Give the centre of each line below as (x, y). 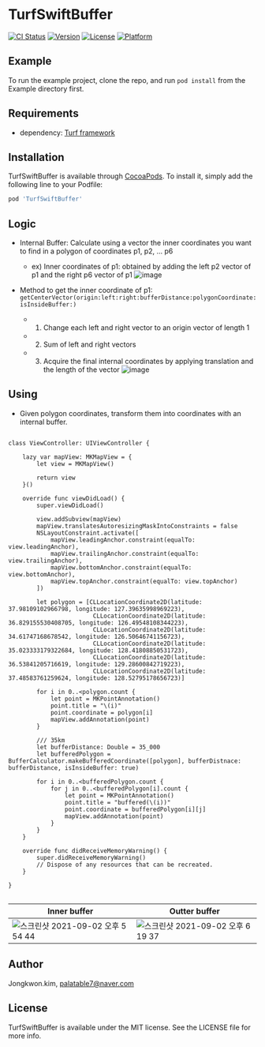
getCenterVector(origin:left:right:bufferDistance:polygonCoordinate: (138, 298)
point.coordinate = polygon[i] (102, 712)
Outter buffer (194, 911)
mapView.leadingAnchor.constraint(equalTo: (123, 540)
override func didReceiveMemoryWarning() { (95, 850)
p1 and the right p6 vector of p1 (82, 275)
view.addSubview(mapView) (79, 519)
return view (56, 478)
